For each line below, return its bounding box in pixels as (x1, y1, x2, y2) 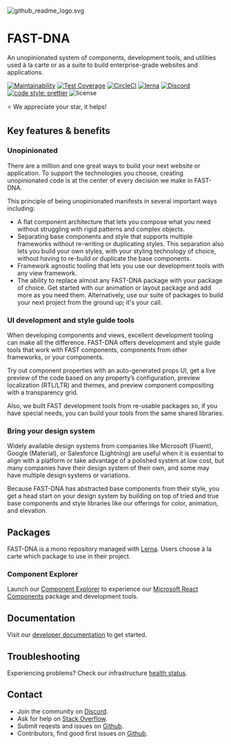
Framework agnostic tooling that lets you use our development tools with (17, 261, 224, 270)
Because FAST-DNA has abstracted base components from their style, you (7, 485, 220, 493)
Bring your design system (7, 426, 95, 436)
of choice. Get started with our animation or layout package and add (17, 283, 212, 292)
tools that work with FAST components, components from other (7, 345, 188, 354)
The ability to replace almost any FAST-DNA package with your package (17, 276, 223, 284)
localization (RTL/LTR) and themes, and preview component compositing (7, 381, 214, 389)
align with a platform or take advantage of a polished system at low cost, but (7, 456, 224, 465)
